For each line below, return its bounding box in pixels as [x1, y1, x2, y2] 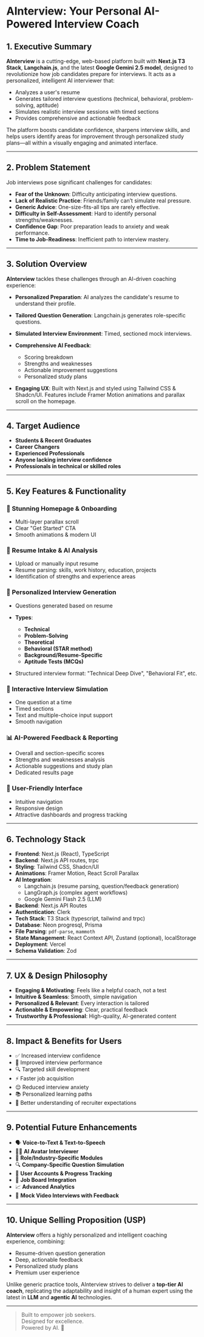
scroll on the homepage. [15, 397, 76, 405]
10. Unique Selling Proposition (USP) [6, 1215, 146, 1226]
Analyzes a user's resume [15, 89, 80, 95]
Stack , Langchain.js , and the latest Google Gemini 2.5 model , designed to [6, 64, 194, 71]
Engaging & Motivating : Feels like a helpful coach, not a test [15, 987, 167, 994]
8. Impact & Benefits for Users [6, 1035, 123, 1046]
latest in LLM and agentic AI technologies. [6, 1293, 112, 1301]
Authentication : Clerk [15, 908, 71, 916]
